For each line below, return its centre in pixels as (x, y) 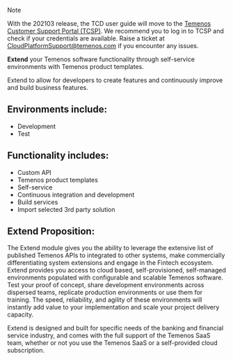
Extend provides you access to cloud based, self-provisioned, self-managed (116, 270)
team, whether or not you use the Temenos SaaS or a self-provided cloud (112, 343)
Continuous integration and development (76, 194)
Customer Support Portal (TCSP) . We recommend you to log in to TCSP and (116, 31)
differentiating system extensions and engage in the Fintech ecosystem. (111, 263)
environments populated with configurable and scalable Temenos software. (115, 277)
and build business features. (48, 87)
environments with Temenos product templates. (75, 67)
